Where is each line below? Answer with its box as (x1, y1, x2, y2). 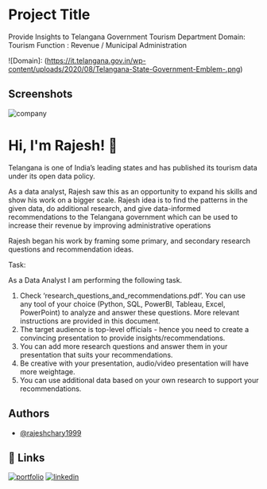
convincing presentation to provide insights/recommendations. (19, 333, 226, 342)
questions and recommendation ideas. (8, 244, 134, 254)
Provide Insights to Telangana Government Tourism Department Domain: (8, 32, 246, 41)
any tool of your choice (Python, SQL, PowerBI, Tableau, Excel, (19, 299, 226, 308)
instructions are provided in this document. (19, 316, 161, 326)
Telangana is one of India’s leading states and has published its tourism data (8, 162, 258, 172)
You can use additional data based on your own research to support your (19, 375, 259, 385)
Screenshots (8, 88, 73, 101)
